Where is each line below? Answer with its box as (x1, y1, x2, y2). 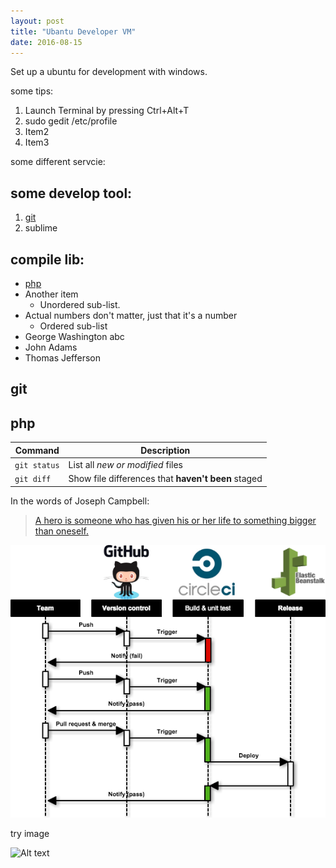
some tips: (10, 85, 54, 97)
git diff (14, 475, 52, 485)
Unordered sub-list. (39, 299, 121, 310)
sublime (24, 222, 58, 234)
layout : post (10, 16, 65, 26)
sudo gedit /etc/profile (24, 115, 118, 127)
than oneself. (34, 525, 89, 537)
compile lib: (10, 251, 85, 268)
